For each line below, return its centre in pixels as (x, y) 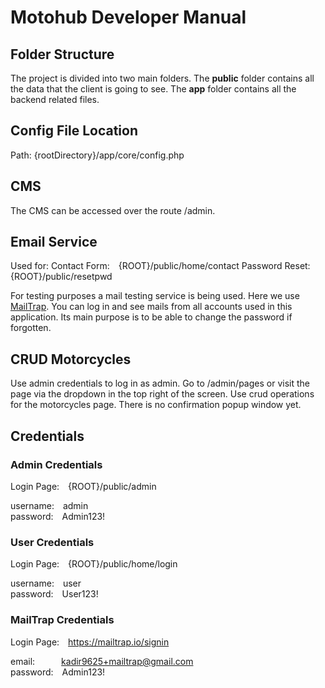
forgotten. (31, 328)
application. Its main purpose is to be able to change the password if (151, 317)
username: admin (49, 505)
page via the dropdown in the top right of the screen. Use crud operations (162, 394)
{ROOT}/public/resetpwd (61, 277)
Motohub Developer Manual (128, 17)
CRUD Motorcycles (71, 359)
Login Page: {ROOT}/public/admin (83, 486)
